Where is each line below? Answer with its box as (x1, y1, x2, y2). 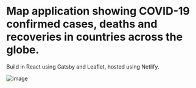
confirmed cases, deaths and (6, 17, 158, 31)
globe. (6, 43, 40, 57)
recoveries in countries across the (6, 30, 183, 44)
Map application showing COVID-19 (6, 4, 190, 18)
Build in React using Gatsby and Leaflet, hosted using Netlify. (6, 63, 159, 70)
